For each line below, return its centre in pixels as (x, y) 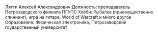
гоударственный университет (36, 27)
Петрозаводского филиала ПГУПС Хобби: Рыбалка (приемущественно (79, 12)
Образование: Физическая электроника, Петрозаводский (66, 22)
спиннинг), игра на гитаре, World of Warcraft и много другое (68, 17)
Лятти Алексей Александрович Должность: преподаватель (68, 7)
